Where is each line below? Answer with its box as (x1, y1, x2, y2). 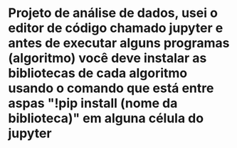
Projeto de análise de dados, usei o (8, 5, 218, 21)
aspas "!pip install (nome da (8, 96, 178, 111)
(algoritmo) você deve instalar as (8, 50, 207, 67)
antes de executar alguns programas (8, 35, 230, 51)
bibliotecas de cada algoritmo (8, 65, 188, 81)
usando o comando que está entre (8, 80, 214, 96)
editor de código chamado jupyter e (8, 20, 223, 36)
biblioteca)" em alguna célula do (8, 110, 204, 127)
